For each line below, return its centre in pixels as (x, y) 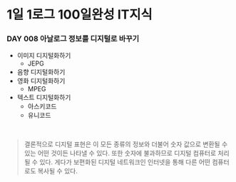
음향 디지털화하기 (41, 72)
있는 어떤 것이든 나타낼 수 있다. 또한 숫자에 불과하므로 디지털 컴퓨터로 (120, 153)
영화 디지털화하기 (41, 81)
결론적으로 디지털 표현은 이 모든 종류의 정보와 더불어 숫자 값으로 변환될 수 (126, 144)
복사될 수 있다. (57, 171)
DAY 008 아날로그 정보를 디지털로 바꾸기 (73, 39)
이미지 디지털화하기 (44, 56)
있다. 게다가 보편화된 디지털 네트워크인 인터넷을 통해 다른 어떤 (125, 162)
